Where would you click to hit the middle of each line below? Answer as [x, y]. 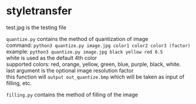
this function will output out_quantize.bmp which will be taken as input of [95, 77]
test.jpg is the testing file [36, 27]
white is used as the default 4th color [52, 58]
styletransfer [39, 11]
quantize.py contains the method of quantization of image [77, 39]
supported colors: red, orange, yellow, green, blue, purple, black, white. [94, 64]
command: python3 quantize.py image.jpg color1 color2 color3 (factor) [98, 45]
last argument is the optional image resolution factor [70, 70]
